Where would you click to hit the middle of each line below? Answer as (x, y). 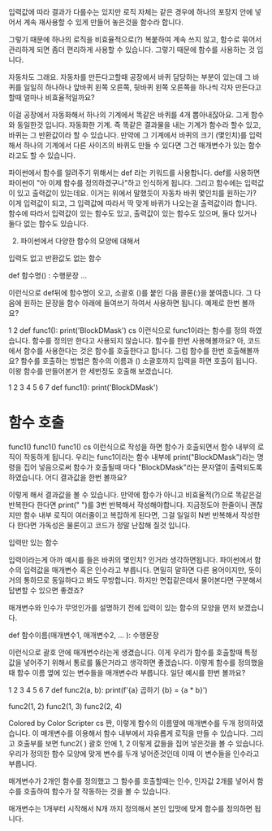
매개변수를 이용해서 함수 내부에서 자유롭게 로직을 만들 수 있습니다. (145, 733)
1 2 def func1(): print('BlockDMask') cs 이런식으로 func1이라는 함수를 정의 (128, 330)
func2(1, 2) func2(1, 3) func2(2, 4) (65, 706)
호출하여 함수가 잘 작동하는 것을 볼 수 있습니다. (97, 791)
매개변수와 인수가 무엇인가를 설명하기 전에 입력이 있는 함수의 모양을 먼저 (122, 607)
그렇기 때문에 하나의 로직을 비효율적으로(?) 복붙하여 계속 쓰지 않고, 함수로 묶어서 (135, 39)
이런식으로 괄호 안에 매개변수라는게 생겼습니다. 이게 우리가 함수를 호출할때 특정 (133, 652)
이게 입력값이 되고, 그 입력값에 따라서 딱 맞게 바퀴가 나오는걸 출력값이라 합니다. (133, 203)
